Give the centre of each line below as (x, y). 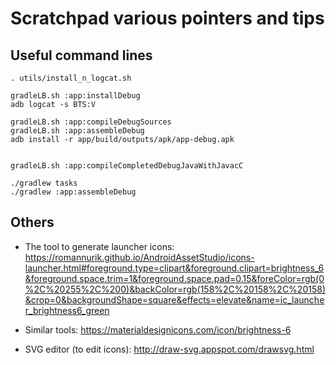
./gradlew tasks (44, 183)
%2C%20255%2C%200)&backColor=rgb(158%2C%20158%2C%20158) (175, 289)
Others (32, 222)
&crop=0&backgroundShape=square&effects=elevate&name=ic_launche (174, 299)
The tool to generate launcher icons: (99, 246)
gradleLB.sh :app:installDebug (75, 96)
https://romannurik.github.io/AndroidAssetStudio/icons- (139, 257)
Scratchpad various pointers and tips (167, 18)
